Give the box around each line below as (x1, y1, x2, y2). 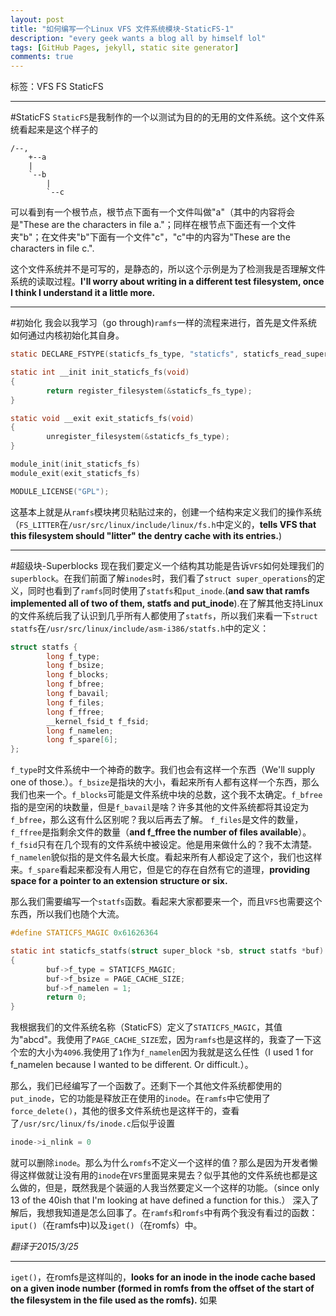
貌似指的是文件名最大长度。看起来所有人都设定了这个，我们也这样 (50, 851, 323, 863)
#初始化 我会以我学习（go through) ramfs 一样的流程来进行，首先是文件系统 (10, 317, 318, 329)
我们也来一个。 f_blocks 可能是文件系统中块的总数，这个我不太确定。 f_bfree (10, 789, 323, 801)
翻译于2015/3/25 (10, 1241, 79, 1252)
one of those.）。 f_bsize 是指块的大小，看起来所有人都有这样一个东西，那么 (10, 776, 320, 788)
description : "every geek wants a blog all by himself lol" (10, 33, 267, 43)
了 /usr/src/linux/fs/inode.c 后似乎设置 (10, 1117, 175, 1130)
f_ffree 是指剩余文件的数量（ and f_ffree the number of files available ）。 (10, 826, 312, 838)
